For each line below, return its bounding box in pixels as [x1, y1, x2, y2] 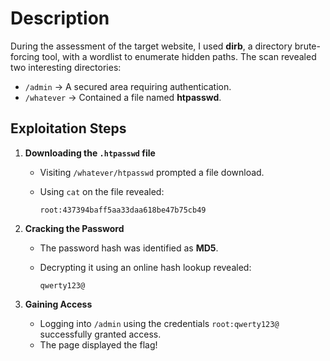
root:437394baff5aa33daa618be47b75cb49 [39, 205, 207, 215]
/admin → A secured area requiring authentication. [24, 80, 232, 92]
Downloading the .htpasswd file [24, 147, 156, 159]
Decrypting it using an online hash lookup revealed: [39, 261, 252, 273]
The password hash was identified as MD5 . [39, 242, 219, 254]
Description [10, 7, 110, 30]
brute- [294, 40, 321, 52]
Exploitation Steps [10, 120, 127, 137]
